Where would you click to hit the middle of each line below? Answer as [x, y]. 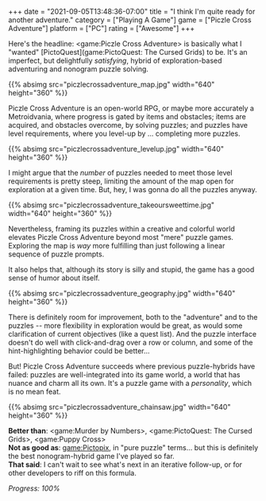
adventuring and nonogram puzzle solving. [79, 69]
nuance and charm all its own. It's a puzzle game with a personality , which [130, 383]
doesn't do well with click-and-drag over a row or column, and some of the [131, 342]
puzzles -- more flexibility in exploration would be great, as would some [125, 326]
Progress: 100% [34, 488]
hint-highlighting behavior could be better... [79, 351]
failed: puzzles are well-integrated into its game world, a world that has [124, 375]
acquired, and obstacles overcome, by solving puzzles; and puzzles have [128, 125]
